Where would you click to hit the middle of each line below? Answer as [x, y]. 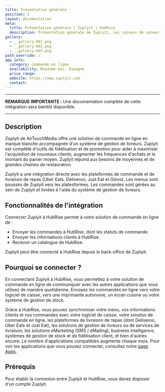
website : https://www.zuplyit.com [45, 78]
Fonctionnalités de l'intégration [54, 205]
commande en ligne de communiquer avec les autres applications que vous [82, 285]
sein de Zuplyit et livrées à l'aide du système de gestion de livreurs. [73, 190]
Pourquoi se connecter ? [43, 267]
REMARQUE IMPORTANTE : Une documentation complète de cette [73, 101]
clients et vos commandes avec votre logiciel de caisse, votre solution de [79, 315]
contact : [18, 83]
